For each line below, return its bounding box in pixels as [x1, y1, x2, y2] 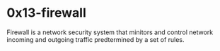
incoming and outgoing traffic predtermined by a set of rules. [6, 35, 185, 43]
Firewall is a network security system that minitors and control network [6, 28, 214, 36]
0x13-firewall [6, 5, 86, 21]
